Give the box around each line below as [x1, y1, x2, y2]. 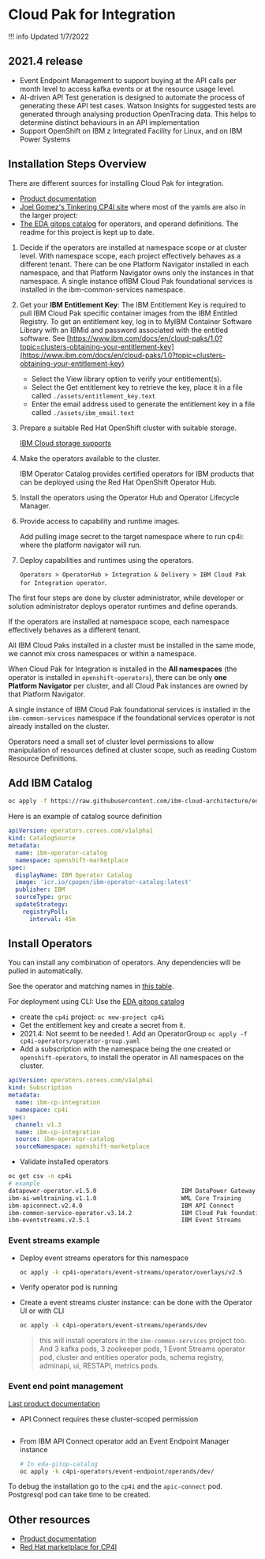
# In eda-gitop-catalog [19, 1460, 99, 1468]
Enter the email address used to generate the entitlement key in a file [31, 399, 256, 409]
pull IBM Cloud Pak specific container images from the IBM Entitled [19, 308, 238, 318]
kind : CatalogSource [8, 834, 77, 843]
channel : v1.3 [15, 1120, 62, 1128]
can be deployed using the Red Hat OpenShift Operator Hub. [19, 477, 217, 487]
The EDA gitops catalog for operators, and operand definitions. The [19, 219, 239, 228]
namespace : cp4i [15, 1105, 69, 1114]
